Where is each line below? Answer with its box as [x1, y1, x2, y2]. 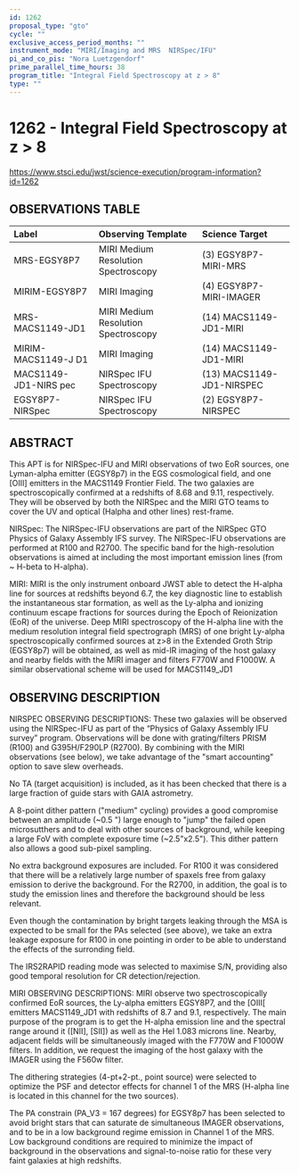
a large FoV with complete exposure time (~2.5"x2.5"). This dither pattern [9, 833, 279, 844]
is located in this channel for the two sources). [9, 1090, 180, 1101]
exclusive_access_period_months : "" [9, 37, 145, 47]
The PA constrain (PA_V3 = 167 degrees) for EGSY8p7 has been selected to [9, 1108, 286, 1118]
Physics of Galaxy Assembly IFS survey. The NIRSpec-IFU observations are [9, 533, 287, 544]
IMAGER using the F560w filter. [9, 1055, 124, 1064]
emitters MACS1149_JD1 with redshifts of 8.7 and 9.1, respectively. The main [9, 1007, 287, 1017]
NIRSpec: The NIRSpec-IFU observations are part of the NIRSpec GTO [9, 524, 267, 534]
